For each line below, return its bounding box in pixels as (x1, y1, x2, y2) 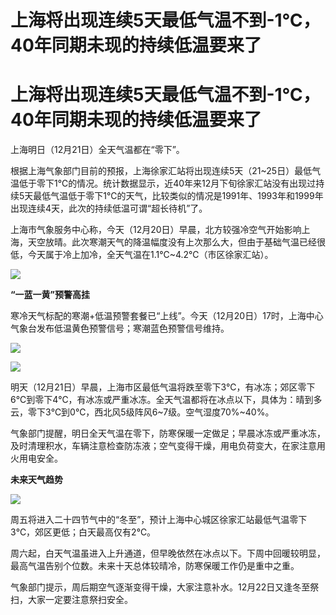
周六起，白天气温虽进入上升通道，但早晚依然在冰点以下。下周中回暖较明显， (10, 547, 326, 560)
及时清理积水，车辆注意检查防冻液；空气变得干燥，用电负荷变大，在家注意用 (10, 440, 326, 452)
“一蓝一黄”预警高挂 (10, 289, 91, 301)
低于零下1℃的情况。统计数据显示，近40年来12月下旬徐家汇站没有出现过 (18, 177, 317, 190)
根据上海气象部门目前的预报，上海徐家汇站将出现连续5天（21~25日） (10, 165, 295, 177)
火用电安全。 (10, 452, 63, 465)
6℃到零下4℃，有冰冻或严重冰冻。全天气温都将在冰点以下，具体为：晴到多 (10, 394, 323, 406)
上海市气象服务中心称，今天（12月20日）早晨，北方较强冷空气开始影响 (10, 224, 302, 236)
